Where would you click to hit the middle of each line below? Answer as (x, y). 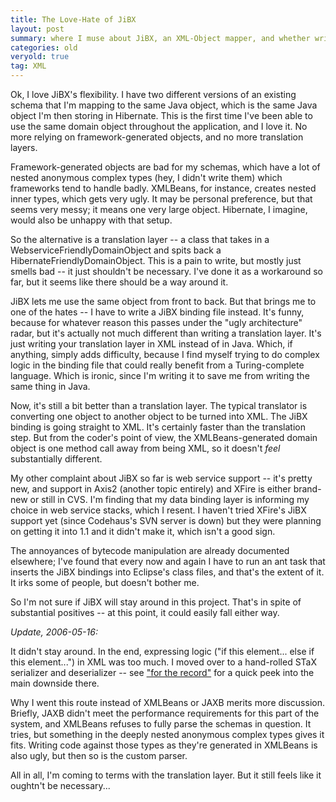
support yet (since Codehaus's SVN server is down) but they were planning (166, 520)
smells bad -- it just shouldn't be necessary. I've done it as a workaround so (167, 271)
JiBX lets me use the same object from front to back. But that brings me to (163, 301)
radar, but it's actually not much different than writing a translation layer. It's (166, 333)
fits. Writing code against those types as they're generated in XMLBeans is (164, 745)
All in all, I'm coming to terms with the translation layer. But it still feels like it (166, 775)
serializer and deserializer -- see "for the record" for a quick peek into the (162, 672)
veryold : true (40, 57)
